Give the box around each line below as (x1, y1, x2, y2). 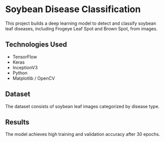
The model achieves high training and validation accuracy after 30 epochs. (5, 131, 160, 137)
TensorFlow (12, 54, 37, 60)
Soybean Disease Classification (5, 4, 141, 15)
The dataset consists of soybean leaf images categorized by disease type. (5, 103, 160, 109)
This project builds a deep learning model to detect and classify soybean (5, 20, 156, 26)
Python (12, 70, 28, 76)
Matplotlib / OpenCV (12, 75, 55, 81)
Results (5, 118, 30, 126)
